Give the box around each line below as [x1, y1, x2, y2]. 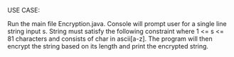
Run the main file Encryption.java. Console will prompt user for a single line [7, 20, 227, 27]
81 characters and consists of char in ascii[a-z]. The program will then [7, 34, 213, 43]
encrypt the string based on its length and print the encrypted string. [7, 42, 208, 50]
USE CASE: [7, 6, 41, 14]
